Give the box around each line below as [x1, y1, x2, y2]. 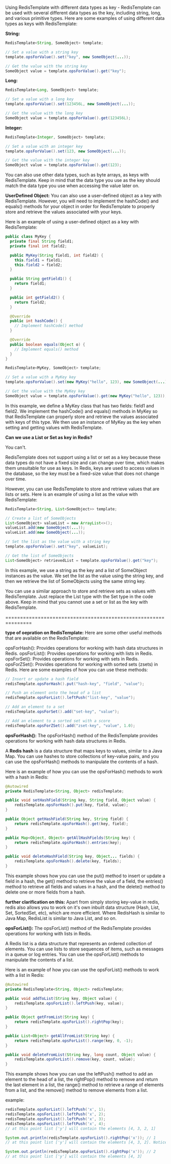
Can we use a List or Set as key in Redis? [5, 434, 93, 440]
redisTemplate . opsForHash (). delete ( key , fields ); [14, 859, 122, 864]
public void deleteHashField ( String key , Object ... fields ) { [5, 854, 140, 859]
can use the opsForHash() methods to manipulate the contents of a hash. [5, 759, 159, 765]
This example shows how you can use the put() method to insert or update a [5, 873, 165, 879]
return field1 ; [14, 281, 47, 286]
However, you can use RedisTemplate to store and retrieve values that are [5, 486, 160, 492]
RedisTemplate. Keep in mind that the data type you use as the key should [5, 177, 160, 184]
